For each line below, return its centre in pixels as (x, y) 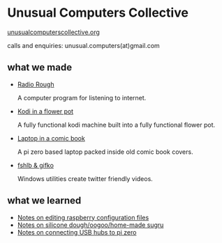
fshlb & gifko (36, 165)
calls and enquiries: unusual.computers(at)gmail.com (84, 45)
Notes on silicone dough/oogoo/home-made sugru (90, 225)
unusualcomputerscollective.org (53, 32)
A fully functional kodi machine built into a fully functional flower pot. (116, 125)
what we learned (44, 201)
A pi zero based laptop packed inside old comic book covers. (105, 152)
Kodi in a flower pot (45, 111)
